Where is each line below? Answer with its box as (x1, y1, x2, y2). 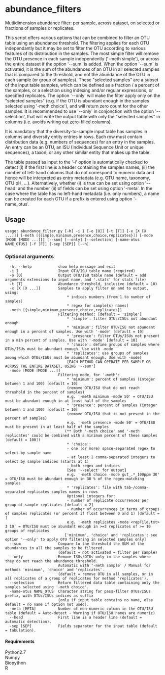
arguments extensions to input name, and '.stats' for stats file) (5, 277, 147, 283)
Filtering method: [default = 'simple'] (58, 312, 142, 317)
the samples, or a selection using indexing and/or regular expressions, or (5, 87, 153, 93)
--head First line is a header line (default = (9, 615, 142, 620)
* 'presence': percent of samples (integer (66, 403, 158, 408)
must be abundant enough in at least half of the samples (5, 398, 127, 404)
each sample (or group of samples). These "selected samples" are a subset (5, 77, 159, 83)
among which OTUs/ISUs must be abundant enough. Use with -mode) (5, 355, 142, 360)
